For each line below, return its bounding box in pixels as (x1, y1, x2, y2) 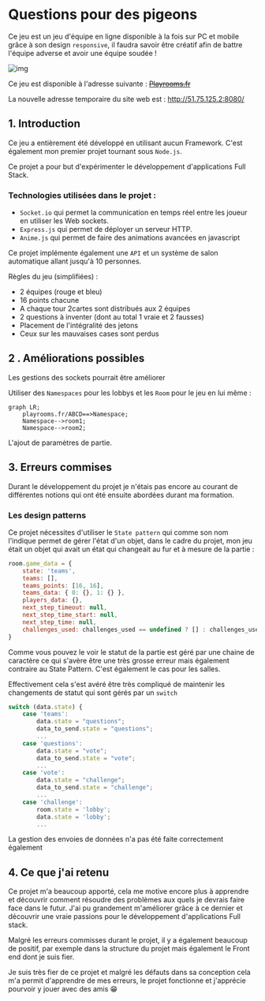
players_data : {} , (22, 596, 83, 604)
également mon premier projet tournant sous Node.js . (8, 146, 183, 155)
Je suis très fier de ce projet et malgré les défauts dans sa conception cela (8, 968, 251, 977)
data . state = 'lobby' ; (36, 812, 111, 821)
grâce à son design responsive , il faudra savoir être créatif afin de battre (8, 39, 243, 49)
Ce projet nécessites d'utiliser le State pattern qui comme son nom (8, 527, 229, 537)
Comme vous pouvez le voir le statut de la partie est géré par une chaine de (8, 647, 255, 656)
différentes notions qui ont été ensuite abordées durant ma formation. (8, 490, 235, 499)
